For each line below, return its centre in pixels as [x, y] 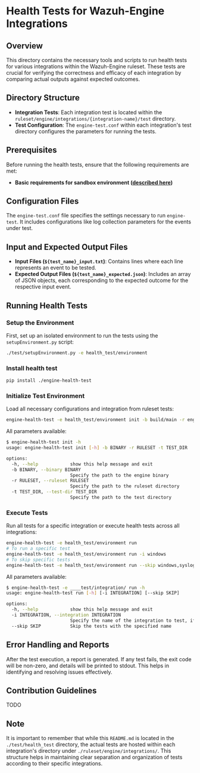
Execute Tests [27, 513]
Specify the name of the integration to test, [129, 620]
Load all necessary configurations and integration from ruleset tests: [90, 409]
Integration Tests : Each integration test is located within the [88, 112]
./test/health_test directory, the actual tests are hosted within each [91, 744]
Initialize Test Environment [46, 395]
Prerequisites [32, 150]
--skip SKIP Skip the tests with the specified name [91, 626]
